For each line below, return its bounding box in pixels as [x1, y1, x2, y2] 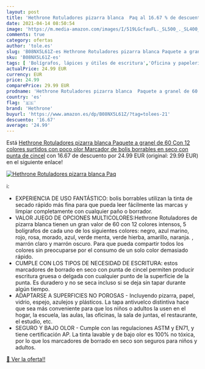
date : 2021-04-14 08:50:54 [6, 20, 75, 26]
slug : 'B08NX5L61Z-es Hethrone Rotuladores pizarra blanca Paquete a [6, 49, 187, 55]
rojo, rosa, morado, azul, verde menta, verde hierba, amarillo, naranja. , [15, 234, 194, 241]
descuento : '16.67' [6, 116, 56, 123]
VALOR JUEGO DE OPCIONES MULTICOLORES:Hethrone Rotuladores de [15, 214, 198, 221]
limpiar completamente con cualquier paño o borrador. [15, 208, 153, 215]
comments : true [6, 32, 45, 38]
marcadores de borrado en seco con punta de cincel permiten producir [15, 266, 195, 273]
